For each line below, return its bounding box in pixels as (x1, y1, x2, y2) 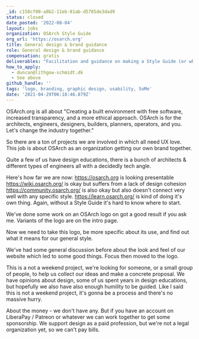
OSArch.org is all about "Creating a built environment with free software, (6, 107, 183, 115)
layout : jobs (6, 25, 38, 31)
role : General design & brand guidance (6, 47, 105, 53)
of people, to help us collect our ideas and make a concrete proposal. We (6, 270, 185, 277)
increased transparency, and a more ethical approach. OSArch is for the (6, 114, 182, 121)
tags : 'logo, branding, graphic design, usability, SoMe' (6, 86, 152, 92)
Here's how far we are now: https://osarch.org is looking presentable (6, 173, 174, 181)
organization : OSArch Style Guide (6, 31, 92, 37)
